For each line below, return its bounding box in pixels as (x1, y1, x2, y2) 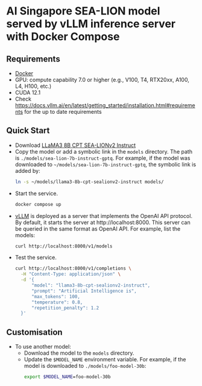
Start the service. (14, 190, 58, 197)
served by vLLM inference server (6, 17, 176, 31)
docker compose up (14, 201, 62, 207)
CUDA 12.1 (14, 89, 41, 96)
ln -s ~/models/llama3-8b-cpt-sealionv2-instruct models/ (14, 179, 164, 185)
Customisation (6, 327, 63, 337)
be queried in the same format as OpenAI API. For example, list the (14, 225, 181, 232)
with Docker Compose (6, 30, 120, 43)
